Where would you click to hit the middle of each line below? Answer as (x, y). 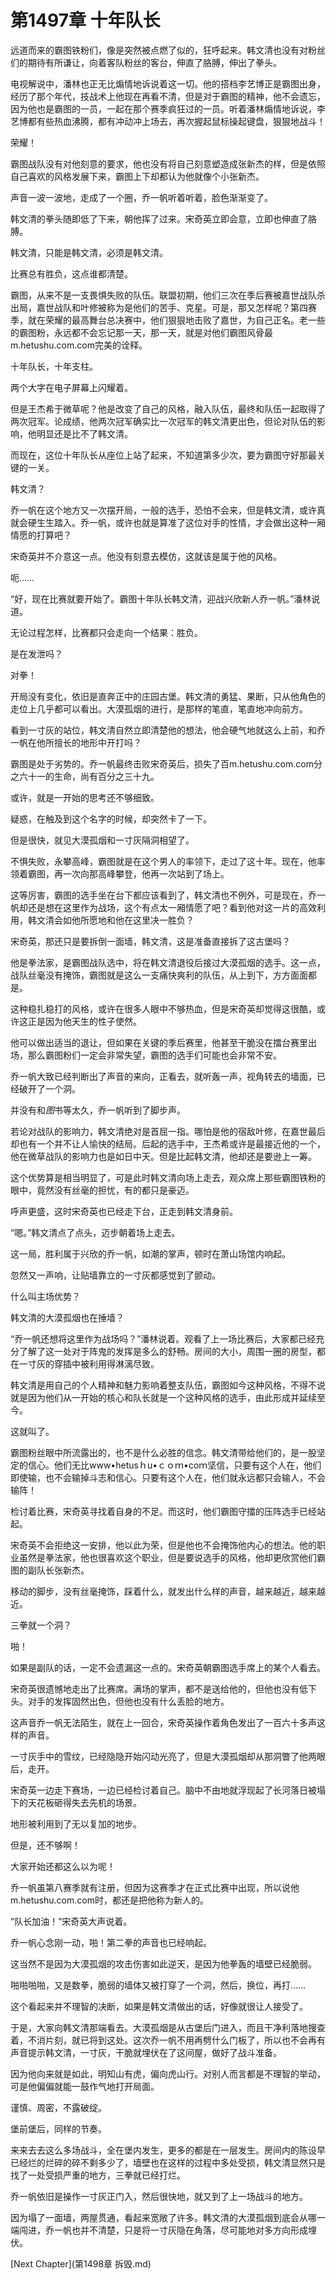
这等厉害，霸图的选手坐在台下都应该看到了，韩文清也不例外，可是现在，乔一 (168, 895)
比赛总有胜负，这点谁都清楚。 (71, 273)
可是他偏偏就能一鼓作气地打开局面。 (85, 2086)
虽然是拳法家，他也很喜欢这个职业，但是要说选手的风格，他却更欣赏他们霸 (172, 1557)
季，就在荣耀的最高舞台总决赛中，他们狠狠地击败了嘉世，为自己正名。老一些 (168, 320)
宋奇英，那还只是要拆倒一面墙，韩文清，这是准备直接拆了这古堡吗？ (150, 941)
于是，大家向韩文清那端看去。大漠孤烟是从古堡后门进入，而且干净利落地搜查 (168, 2027)
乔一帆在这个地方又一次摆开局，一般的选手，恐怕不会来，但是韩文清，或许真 (168, 510)
